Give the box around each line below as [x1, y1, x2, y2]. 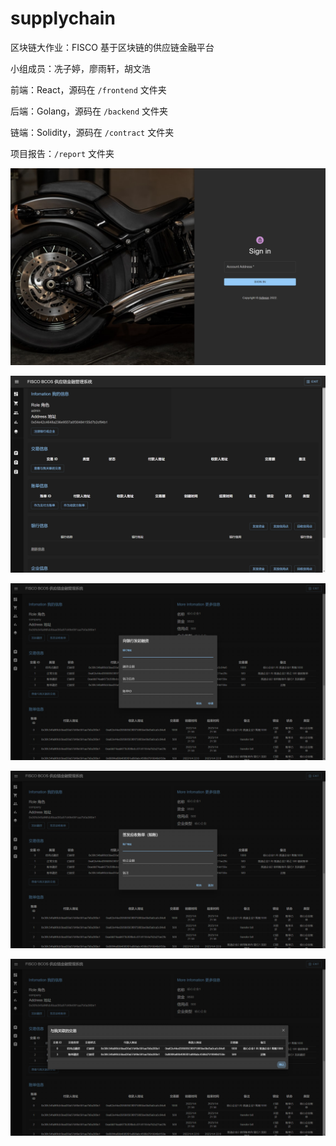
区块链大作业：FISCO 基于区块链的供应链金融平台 [10, 41, 215, 53]
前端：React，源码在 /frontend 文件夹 [10, 83, 167, 96]
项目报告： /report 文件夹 [10, 147, 115, 159]
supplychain [10, 7, 116, 30]
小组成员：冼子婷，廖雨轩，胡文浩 [10, 62, 151, 74]
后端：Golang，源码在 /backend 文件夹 [10, 105, 169, 117]
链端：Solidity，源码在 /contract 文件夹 [10, 126, 175, 138]
